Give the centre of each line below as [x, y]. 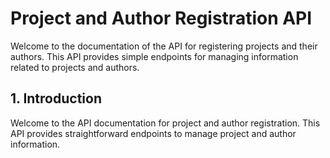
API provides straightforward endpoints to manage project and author [153, 133]
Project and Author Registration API [161, 18]
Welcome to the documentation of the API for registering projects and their [164, 46]
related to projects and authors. [75, 67]
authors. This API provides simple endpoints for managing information [154, 56]
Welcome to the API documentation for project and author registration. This [165, 123]
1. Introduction [56, 98]
